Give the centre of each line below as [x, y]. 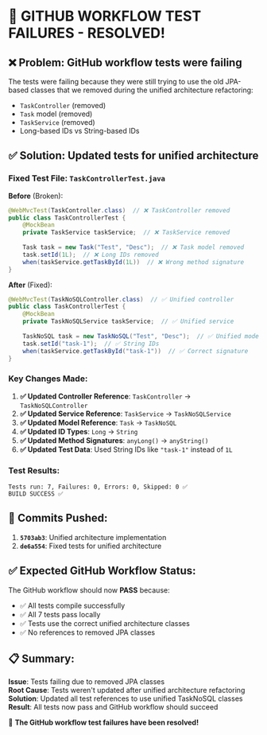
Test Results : [34, 470]
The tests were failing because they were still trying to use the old [116, 82]
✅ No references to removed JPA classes [87, 632]
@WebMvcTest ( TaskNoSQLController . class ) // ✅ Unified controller [121, 299]
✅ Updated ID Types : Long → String [79, 431]
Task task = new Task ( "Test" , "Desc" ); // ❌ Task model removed [133, 247]
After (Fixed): [31, 285]
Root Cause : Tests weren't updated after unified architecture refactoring [127, 690]
